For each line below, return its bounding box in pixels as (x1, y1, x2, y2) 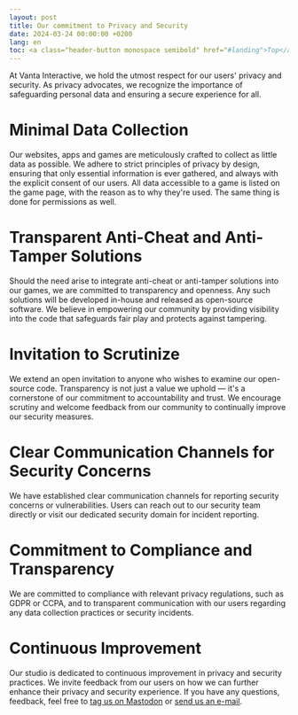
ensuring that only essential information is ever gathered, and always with (9, 168, 279, 179)
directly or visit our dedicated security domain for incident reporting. (9, 509, 260, 519)
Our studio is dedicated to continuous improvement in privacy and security (9, 667, 282, 678)
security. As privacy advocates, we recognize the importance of (9, 80, 243, 90)
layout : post (9, 12, 58, 22)
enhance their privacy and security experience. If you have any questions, (9, 686, 280, 696)
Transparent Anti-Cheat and (9, 228, 222, 248)
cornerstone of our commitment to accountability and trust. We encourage (9, 392, 282, 403)
